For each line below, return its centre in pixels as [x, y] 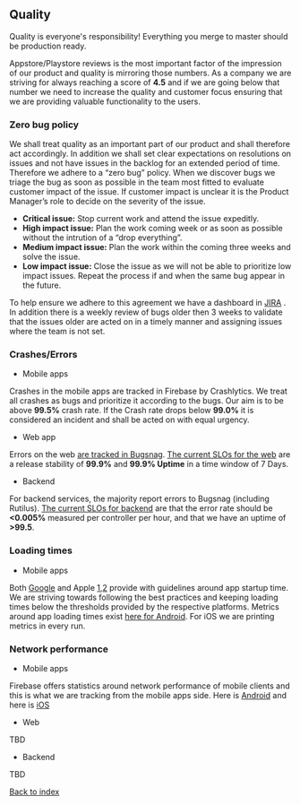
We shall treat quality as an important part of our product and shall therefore [150, 144]
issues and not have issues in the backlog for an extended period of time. [145, 163]
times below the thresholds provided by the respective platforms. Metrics [144, 606]
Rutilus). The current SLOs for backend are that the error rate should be [141, 508]
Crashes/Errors [43, 355]
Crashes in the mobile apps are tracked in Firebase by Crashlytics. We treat [149, 391]
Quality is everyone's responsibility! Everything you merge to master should [149, 36]
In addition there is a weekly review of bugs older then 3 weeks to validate [146, 312]
